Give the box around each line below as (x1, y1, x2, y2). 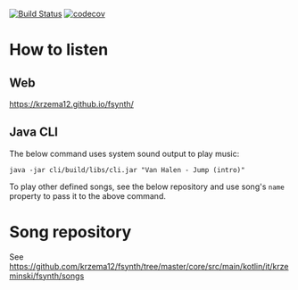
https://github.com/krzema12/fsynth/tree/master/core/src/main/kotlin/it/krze (9, 261, 289, 271)
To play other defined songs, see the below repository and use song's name (9, 181, 286, 192)
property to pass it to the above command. (9, 190, 167, 201)
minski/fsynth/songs (9, 270, 85, 281)
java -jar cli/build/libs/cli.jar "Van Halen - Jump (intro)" (9, 165, 245, 174)
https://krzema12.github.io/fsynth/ (9, 99, 134, 109)
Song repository (9, 222, 132, 242)
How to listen (9, 40, 109, 60)
